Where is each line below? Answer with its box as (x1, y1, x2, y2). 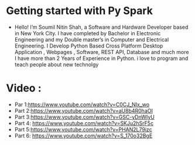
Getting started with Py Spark (6, 4, 153, 18)
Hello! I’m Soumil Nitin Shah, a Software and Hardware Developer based (14, 23, 189, 31)
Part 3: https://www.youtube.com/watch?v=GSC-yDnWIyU (14, 113, 155, 120)
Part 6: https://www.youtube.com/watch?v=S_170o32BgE (14, 132, 153, 139)
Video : (6, 82, 42, 95)
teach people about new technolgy (14, 60, 99, 68)
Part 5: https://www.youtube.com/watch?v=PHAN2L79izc (14, 126, 152, 133)
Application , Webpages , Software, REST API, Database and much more (14, 48, 189, 55)
